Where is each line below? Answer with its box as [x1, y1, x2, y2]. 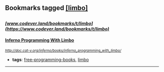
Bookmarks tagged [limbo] [5, 4, 88, 12]
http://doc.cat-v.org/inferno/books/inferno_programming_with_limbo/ [5, 48, 122, 53]
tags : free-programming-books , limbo [12, 56, 89, 62]
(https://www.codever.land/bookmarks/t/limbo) [5, 26, 110, 32]
